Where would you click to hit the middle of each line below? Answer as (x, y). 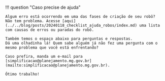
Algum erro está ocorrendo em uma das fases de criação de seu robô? (80, 17)
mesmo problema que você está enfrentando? (52, 48)
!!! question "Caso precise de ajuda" (43, 7)
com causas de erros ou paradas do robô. (50, 30)
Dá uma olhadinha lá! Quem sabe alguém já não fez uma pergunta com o (81, 43)
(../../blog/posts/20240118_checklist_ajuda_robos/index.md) (71, 25)
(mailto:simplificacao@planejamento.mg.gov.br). (58, 65)
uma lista (150, 25)
